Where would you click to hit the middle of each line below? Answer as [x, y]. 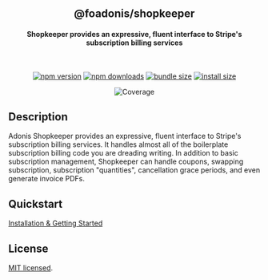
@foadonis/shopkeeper [134, 14]
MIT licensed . [31, 268]
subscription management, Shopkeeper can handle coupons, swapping [126, 162]
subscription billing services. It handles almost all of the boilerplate [118, 144]
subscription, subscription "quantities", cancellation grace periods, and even [134, 170]
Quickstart [36, 204]
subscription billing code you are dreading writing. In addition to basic [123, 153]
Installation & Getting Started [56, 223]
